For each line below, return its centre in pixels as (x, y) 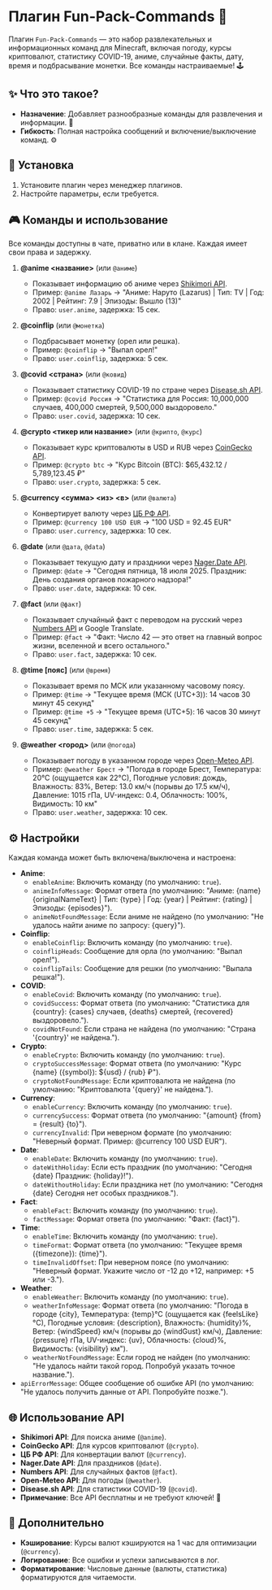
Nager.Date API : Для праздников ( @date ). (91, 1463)
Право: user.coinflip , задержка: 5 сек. (100, 359)
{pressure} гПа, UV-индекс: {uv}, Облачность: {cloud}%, (129, 1340)
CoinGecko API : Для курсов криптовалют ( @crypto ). (109, 1446)
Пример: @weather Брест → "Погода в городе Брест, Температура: (147, 769)
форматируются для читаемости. (78, 1577)
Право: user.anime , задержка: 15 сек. (96, 310)
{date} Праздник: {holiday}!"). (83, 1176)
